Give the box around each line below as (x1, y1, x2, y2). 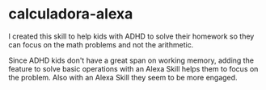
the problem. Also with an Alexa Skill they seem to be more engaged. (8, 72, 238, 82)
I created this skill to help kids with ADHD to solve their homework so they (8, 31, 255, 41)
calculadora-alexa (8, 5, 133, 23)
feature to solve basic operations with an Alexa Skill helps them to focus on (8, 63, 259, 73)
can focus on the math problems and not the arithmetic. (8, 39, 194, 49)
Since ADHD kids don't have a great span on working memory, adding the (8, 55, 255, 65)
